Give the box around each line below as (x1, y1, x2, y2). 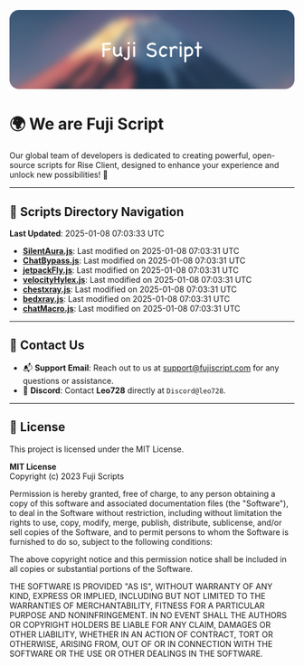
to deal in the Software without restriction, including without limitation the (9, 507, 282, 518)
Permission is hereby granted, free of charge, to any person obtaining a (9, 488, 276, 499)
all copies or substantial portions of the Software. (9, 563, 193, 574)
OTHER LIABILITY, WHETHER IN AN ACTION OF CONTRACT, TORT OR (9, 629, 273, 640)
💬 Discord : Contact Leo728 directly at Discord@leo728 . (22, 385, 226, 396)
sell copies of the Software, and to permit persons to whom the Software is (9, 526, 290, 538)
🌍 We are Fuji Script (9, 114, 165, 135)
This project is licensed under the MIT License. (9, 444, 185, 455)
